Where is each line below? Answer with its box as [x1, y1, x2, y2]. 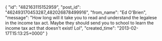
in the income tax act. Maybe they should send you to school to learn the [5, 20, 154, 26]
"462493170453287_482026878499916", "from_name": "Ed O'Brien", [5, 9, 147, 15]
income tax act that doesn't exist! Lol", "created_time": [5, 25, 116, 31]
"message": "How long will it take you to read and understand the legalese [5, 15, 157, 20]
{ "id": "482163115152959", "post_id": [5, 4, 81, 10]
